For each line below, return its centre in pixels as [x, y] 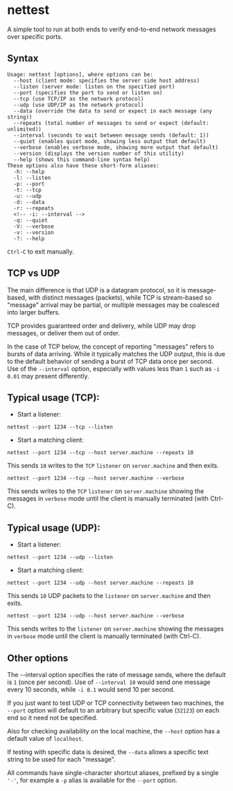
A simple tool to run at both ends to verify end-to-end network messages [112, 29]
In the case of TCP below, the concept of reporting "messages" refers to [111, 347]
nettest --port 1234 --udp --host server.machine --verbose [96, 616]
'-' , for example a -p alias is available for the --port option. [93, 780]
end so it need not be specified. [53, 718]
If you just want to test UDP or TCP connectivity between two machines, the [115, 703]
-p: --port [29, 184]
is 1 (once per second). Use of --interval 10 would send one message [109, 682]
